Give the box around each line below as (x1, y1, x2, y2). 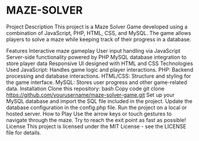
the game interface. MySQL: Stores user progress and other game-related (6, 78, 187, 86)
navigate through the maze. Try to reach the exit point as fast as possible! (6, 116, 186, 123)
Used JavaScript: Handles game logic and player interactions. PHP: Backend (6, 66, 194, 73)
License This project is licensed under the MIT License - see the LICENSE (6, 123, 187, 130)
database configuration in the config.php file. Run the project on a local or (6, 104, 187, 111)
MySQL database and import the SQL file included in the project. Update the (6, 97, 193, 104)
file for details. (6, 129, 42, 136)
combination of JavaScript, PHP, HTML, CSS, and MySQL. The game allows (6, 29, 191, 36)
